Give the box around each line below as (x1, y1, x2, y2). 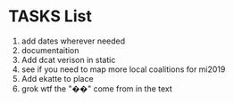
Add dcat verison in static (21, 54, 116, 65)
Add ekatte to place (21, 73, 95, 83)
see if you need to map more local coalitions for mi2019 (21, 64, 226, 75)
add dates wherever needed (21, 36, 126, 46)
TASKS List (8, 6, 93, 27)
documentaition (21, 44, 79, 55)
